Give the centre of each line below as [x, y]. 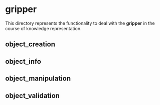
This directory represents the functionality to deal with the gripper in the [80, 23]
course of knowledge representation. [43, 28]
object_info [23, 61]
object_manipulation [38, 79]
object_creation [30, 44]
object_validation [33, 96]
